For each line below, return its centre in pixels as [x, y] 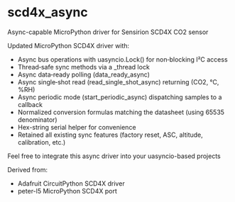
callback [30, 104]
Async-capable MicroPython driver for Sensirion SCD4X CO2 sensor [108, 32]
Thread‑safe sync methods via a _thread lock [84, 67]
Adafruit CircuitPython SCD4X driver [71, 183]
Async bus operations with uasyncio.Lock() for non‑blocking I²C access [123, 59]
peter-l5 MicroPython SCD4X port [67, 191]
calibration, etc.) [42, 142]
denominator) [38, 119]
